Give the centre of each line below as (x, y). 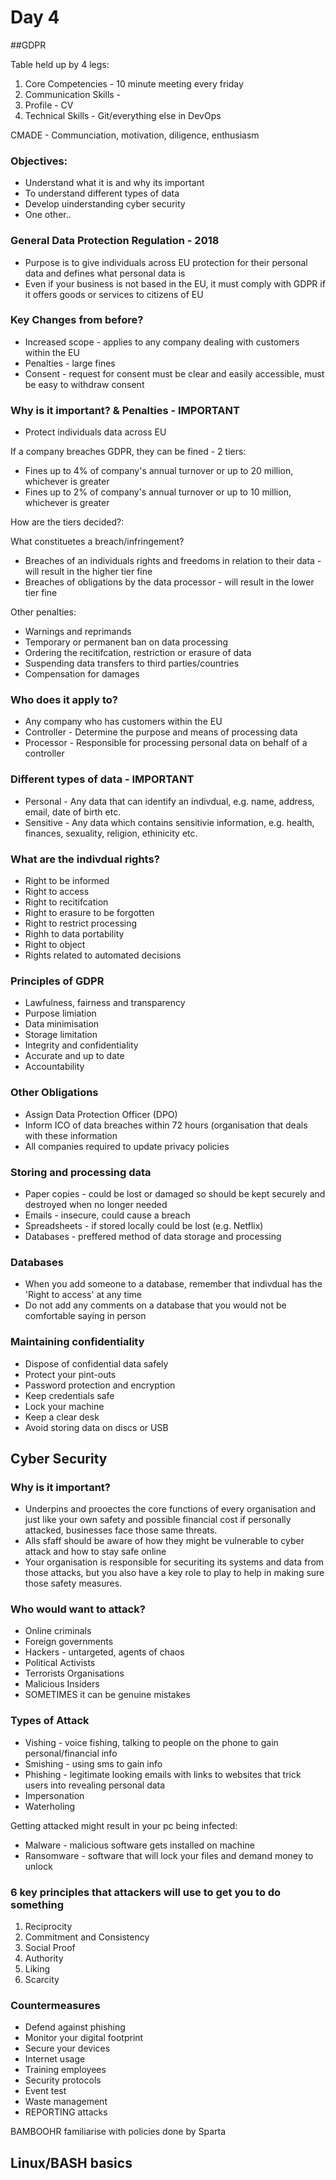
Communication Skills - (73, 94)
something (37, 1904)
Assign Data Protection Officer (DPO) (101, 1114)
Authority (44, 1958)
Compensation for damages (82, 674)
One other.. (48, 215)
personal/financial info (71, 1753)
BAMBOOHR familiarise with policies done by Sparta (118, 2132)
